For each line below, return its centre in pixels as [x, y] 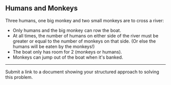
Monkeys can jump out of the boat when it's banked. [68, 57]
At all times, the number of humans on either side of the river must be [85, 35]
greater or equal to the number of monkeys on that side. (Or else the [84, 41]
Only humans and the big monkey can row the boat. [67, 30]
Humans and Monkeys [41, 8]
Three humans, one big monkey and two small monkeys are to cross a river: [85, 20]
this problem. [19, 77]
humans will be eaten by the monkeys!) [54, 46]
